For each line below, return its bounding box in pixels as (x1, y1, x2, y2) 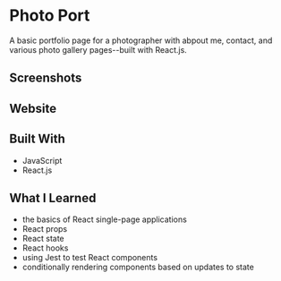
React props (21, 224, 68, 234)
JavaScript (21, 155, 63, 166)
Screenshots (9, 71, 82, 86)
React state (21, 234, 64, 244)
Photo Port (9, 5, 90, 26)
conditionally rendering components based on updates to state (21, 261, 255, 273)
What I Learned (9, 190, 97, 206)
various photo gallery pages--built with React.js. (9, 44, 188, 55)
